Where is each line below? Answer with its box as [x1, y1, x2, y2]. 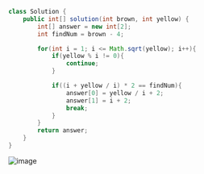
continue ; [65, 60, 99, 68]
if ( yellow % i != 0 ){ [51, 52, 125, 60]
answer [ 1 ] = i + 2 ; [65, 97, 131, 105]
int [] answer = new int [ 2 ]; [37, 23, 131, 31]
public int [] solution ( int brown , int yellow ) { [23, 14, 189, 23]
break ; [65, 104, 89, 112]
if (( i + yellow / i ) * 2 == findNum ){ [51, 81, 182, 89]
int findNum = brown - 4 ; [37, 30, 125, 38]
